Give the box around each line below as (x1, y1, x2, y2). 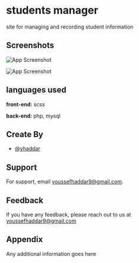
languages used (6, 85, 67, 95)
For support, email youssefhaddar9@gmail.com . (6, 178, 124, 185)
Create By (6, 129, 43, 140)
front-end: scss (6, 100, 46, 107)
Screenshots (6, 40, 54, 50)
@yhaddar (14, 145, 40, 152)
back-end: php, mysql (6, 112, 61, 119)
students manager (6, 4, 99, 17)
